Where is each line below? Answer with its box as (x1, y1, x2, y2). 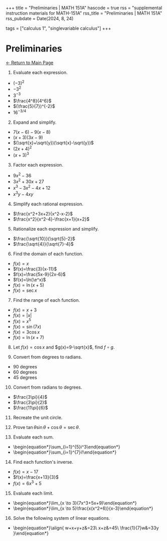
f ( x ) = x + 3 (13, 307, 37, 313)
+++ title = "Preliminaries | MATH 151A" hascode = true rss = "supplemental (6, 5, 162, 11)
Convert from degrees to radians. (13, 354, 82, 360)
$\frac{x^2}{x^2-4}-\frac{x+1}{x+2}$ (13, 216, 90, 222)
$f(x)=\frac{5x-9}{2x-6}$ (13, 271, 66, 277)
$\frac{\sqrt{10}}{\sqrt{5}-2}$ (13, 235, 75, 242)
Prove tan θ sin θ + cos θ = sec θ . (13, 424, 80, 430)
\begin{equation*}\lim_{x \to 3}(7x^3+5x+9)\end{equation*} (13, 500, 137, 506)
